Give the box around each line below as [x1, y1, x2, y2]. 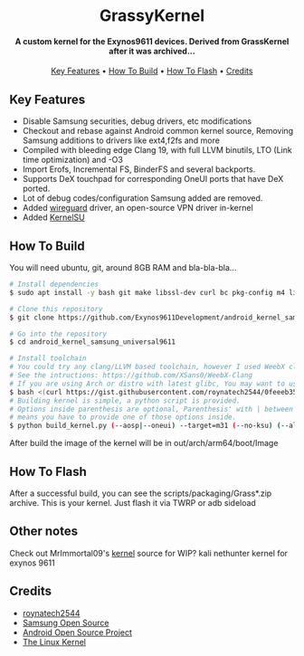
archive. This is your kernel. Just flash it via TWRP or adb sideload [9, 497, 256, 508]
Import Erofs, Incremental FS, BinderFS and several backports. [22, 164, 256, 175]
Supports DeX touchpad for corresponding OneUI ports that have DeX [22, 174, 284, 185]
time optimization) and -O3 [22, 155, 124, 166]
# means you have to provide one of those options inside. [9, 413, 237, 422]
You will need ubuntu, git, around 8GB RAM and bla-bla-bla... [9, 262, 237, 273]
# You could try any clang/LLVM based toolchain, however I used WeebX [9, 363, 285, 372]
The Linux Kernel [22, 636, 86, 647]
